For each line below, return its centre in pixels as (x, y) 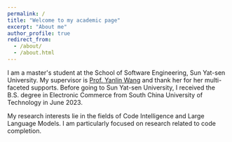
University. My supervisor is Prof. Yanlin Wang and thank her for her (105, 80)
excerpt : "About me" (37, 27)
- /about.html (34, 53)
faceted (19, 87)
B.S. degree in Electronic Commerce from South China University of (105, 94)
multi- (213, 80)
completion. (25, 131)
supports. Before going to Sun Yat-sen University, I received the (123, 87)
